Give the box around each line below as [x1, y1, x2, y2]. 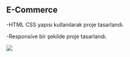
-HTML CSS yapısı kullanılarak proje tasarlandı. [6, 21, 125, 28]
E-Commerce [6, 5, 58, 15]
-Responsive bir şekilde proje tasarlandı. [6, 33, 108, 40]
